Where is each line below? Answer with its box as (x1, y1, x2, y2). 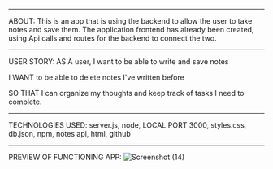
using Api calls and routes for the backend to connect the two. (8, 33, 217, 43)
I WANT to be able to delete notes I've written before (8, 72, 184, 82)
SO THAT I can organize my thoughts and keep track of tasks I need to (8, 89, 245, 97)
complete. (8, 97, 42, 106)
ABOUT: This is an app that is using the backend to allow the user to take (8, 16, 253, 25)
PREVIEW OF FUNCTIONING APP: (8, 152, 122, 162)
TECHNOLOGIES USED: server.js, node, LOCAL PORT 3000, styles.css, (8, 120, 247, 130)
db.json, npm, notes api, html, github (8, 129, 132, 138)
